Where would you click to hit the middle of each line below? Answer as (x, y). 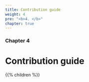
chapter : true (20, 23)
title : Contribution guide (33, 10)
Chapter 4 (18, 41)
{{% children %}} (23, 75)
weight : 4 (15, 14)
